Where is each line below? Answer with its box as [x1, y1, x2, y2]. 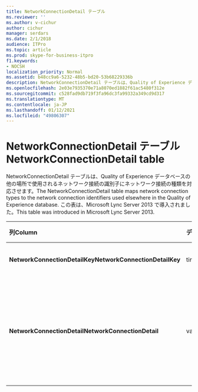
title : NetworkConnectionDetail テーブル [6, 8, 105, 15]
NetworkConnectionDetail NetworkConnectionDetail [9, 327, 159, 335]
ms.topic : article [6, 47, 51, 53]
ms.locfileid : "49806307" [6, 112, 70, 118]
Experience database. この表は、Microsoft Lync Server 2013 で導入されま [6, 201, 186, 208]
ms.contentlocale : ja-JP [6, 101, 67, 108]
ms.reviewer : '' [6, 14, 46, 20]
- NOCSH [6, 63, 25, 69]
